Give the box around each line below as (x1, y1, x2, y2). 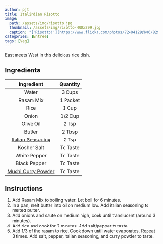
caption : (9, 30, 27, 35)
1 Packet (59, 97, 80, 104)
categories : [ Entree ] (5, 35, 49, 39)
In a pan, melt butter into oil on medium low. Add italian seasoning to (12, 202, 149, 208)
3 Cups (61, 88, 78, 95)
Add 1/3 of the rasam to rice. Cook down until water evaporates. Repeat (12, 228, 155, 234)
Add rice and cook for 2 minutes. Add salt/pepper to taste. (12, 223, 129, 229)
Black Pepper (16, 160, 47, 167)
